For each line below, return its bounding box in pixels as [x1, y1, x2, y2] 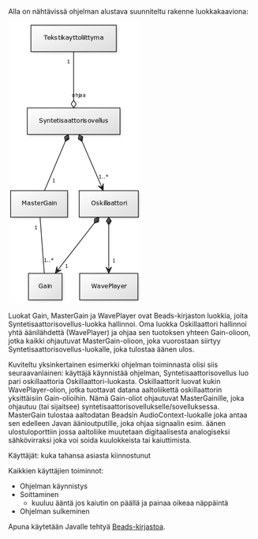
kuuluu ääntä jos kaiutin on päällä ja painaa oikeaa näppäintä [31, 498, 229, 507]
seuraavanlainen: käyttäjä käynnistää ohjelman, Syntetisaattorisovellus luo [8, 368, 249, 378]
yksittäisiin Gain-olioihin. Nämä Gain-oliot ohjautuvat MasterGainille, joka [8, 394, 245, 402]
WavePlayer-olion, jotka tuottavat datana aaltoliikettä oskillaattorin [8, 385, 222, 394]
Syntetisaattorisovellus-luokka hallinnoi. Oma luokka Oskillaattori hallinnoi [8, 319, 247, 329]
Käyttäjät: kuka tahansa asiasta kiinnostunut [8, 450, 151, 460]
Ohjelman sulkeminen [19, 507, 91, 516]
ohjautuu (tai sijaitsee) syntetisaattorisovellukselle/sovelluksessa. [8, 402, 219, 411]
